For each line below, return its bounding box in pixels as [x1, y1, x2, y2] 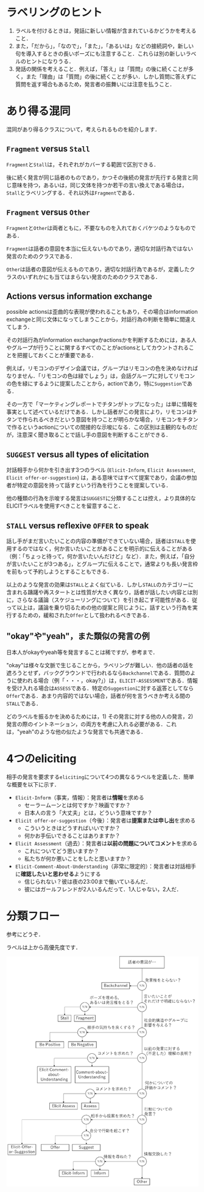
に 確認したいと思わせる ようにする [15, 870, 101, 878]
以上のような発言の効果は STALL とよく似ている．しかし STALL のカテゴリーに [6, 580, 194, 588]
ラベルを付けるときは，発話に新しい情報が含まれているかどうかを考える [15, 27, 197, 34]
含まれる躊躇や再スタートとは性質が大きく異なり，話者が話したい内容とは [6, 588, 193, 596]
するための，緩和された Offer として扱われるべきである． [11, 611, 153, 618]
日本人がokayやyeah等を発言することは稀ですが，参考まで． [6, 648, 158, 656]
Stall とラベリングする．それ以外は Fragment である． [6, 189, 138, 196]
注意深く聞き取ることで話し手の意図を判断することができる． [16, 431, 172, 439]
